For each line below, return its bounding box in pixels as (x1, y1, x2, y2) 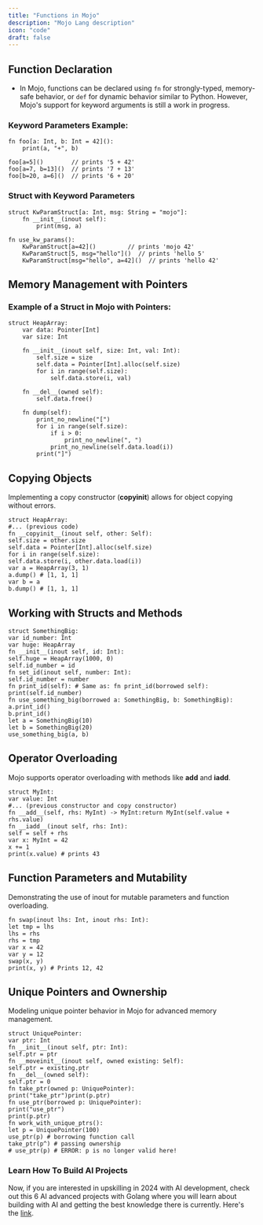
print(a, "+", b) (22, 145, 79, 153)
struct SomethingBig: (8, 627, 79, 635)
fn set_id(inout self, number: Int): (8, 668, 132, 676)
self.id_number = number (8, 675, 89, 683)
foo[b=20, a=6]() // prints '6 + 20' (8, 172, 135, 180)
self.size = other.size (8, 537, 86, 545)
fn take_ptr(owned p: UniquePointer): (8, 1085, 135, 1093)
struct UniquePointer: (8, 1030, 82, 1038)
